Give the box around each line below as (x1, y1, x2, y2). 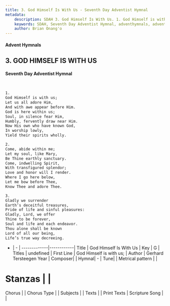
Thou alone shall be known (5, 226, 62, 231)
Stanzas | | (5, 273, 52, 284)
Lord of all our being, (5, 231, 56, 236)
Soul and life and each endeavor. (5, 222, 78, 227)
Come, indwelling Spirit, (5, 161, 60, 166)
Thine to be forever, (5, 217, 51, 222)
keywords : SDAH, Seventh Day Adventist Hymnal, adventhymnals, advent (14, 21, 166, 27)
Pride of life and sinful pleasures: (5, 208, 85, 213)
